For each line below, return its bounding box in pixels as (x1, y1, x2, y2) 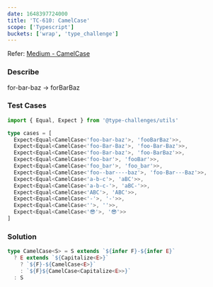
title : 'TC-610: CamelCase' (7, 17, 91, 24)
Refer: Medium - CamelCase (7, 49, 91, 58)
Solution (7, 231, 38, 241)
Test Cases (7, 100, 47, 110)
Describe (7, 67, 40, 77)
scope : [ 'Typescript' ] (7, 23, 74, 30)
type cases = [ (7, 129, 52, 136)
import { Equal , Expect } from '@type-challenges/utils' (7, 117, 179, 124)
